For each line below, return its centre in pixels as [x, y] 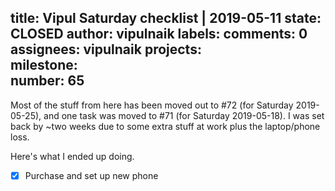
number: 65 [47, 81]
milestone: [44, 65]
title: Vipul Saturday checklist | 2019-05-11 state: [166, 18]
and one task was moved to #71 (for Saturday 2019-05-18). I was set [184, 115]
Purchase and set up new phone [91, 175]
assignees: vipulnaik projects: [106, 49]
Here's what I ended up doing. [72, 156]
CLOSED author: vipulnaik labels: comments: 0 [159, 34]
